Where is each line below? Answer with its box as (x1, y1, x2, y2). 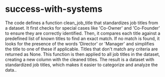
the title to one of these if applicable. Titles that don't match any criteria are (5, 46, 158, 52)
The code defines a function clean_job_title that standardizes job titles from (5, 20, 159, 26)
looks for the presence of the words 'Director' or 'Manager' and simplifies (5, 40, 155, 46)
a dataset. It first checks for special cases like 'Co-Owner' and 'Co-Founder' (5, 25, 160, 31)
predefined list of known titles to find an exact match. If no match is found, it (5, 36, 160, 41)
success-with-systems (5, 3, 102, 15)
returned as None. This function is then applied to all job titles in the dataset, (5, 51, 160, 57)
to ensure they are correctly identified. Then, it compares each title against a (5, 30, 161, 36)
